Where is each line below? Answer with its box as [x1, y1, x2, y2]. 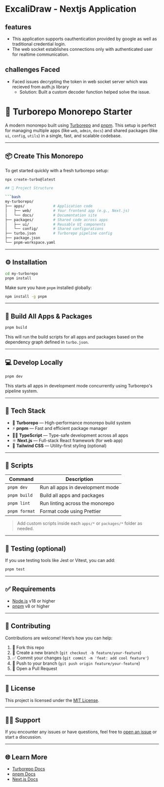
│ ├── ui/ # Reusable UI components [5, 222, 106, 227]
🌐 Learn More [5, 753, 48, 761]
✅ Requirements [5, 585, 56, 593]
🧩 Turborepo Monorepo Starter [5, 106, 133, 117]
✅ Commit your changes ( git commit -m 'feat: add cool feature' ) [12, 654, 149, 661]
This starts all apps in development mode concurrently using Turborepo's [5, 382, 153, 388]
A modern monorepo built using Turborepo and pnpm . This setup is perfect [5, 122, 156, 128]
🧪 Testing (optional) [5, 544, 66, 553]
